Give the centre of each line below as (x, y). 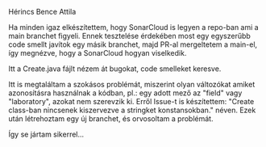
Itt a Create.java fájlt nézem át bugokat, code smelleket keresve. (115, 69)
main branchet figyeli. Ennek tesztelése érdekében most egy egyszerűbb (130, 36)
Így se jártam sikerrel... (46, 134)
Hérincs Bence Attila (42, 12)
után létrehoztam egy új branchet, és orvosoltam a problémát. (111, 119)
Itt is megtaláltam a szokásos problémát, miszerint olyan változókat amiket (132, 84)
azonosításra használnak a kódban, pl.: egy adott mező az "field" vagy (125, 93)
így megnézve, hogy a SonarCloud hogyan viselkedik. (98, 53)
